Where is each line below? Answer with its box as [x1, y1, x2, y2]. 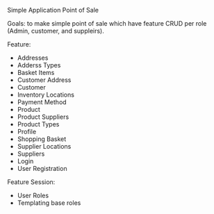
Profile [17, 128, 37, 135]
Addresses [17, 53, 49, 62]
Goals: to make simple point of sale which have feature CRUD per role [7, 19, 207, 27]
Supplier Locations [17, 142, 72, 150]
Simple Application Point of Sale [7, 6, 99, 14]
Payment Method [17, 98, 67, 106]
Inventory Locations [17, 90, 75, 99]
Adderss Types [17, 61, 61, 69]
